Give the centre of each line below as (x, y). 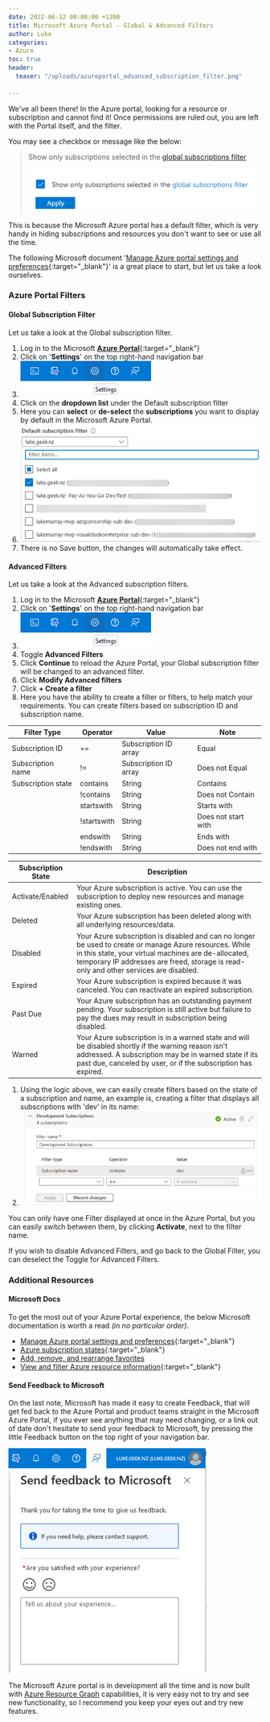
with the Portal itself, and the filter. (65, 125)
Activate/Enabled (40, 896)
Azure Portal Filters (47, 296)
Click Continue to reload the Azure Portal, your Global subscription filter (139, 663)
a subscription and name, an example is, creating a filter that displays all (139, 1098)
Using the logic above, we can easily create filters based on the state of (139, 1089)
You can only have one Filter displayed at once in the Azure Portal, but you (132, 1218)
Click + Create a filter (56, 689)
